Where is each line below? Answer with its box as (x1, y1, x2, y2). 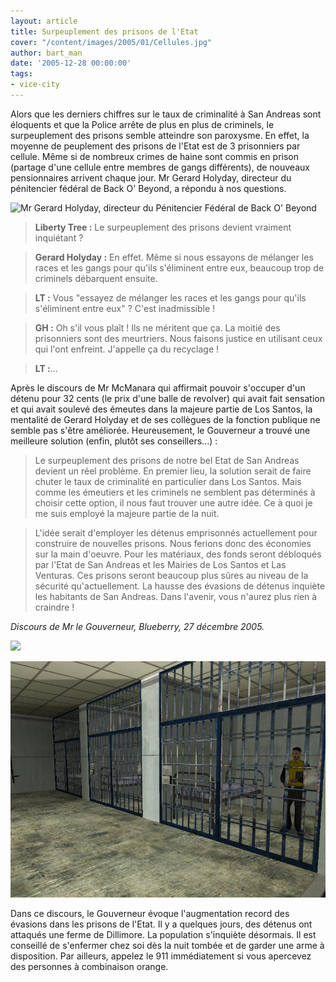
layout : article (10, 16, 78, 26)
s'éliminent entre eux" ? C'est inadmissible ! (34, 302, 216, 314)
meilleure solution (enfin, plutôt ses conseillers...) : (10, 435, 218, 447)
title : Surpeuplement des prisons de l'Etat (10, 26, 199, 37)
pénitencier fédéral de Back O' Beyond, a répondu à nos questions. (10, 182, 287, 194)
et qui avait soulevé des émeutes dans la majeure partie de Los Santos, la (10, 403, 313, 415)
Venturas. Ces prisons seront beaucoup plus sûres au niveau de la (34, 569, 309, 581)
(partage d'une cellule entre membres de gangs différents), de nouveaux (10, 161, 310, 173)
